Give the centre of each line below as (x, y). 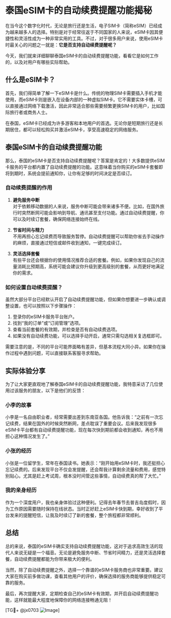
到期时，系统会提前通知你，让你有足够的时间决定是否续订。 (72, 173)
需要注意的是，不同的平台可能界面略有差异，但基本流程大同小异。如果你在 (83, 347)
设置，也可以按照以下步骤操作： (43, 306)
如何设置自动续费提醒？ (34, 287)
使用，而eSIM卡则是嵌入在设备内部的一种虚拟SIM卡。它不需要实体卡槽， (81, 99)
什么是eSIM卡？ (30, 80)
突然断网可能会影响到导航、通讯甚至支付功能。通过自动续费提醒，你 (93, 212)
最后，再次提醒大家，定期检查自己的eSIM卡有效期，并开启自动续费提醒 (80, 593)
